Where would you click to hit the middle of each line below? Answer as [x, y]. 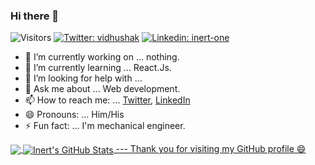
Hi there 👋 [35, 16]
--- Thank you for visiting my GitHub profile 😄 [211, 149]
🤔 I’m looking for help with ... [83, 78]
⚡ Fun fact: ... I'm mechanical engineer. [105, 126]
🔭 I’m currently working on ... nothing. [102, 57]
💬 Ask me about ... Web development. [102, 89]
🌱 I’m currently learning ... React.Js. [98, 68]
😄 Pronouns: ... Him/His [74, 115]
